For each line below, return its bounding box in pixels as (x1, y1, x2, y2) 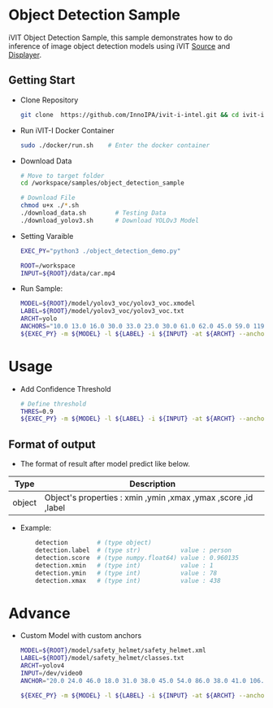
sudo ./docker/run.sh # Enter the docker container (19, 141, 210, 150)
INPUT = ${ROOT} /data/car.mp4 (19, 269, 115, 277)
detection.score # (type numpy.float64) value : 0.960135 (35, 554, 240, 562)
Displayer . (8, 50, 42, 59)
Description (129, 478, 176, 489)
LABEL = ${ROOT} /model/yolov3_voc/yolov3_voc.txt (19, 307, 184, 315)
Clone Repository (19, 95, 79, 105)
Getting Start (8, 73, 76, 87)
